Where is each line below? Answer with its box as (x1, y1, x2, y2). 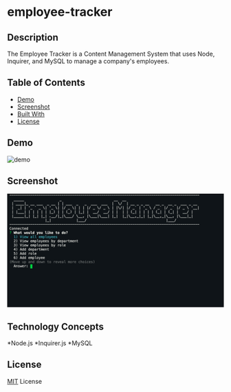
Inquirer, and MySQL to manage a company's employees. (7, 57, 170, 65)
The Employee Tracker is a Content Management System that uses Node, (7, 50, 215, 58)
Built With (16, 109, 45, 118)
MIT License (7, 377, 43, 385)
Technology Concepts (7, 320, 104, 332)
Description (7, 32, 58, 43)
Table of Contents (7, 77, 86, 89)
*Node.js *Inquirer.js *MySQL (7, 339, 93, 347)
